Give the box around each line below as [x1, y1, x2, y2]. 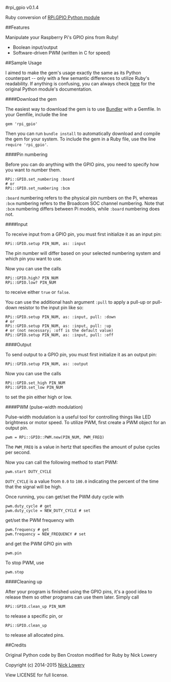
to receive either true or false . [5, 289, 70, 295]
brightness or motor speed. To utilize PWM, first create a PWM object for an [5, 419, 166, 425]
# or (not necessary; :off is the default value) [5, 328, 114, 333]
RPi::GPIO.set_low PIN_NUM [5, 385, 63, 390]
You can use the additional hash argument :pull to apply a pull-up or [5, 299, 151, 305]
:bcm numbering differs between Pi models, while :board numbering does [5, 206, 160, 212]
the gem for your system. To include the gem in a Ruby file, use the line [5, 136, 156, 142]
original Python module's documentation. [5, 86, 92, 92]
